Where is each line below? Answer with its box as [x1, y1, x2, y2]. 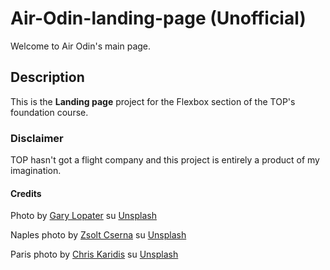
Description [10, 69, 85, 86]
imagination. [10, 165, 62, 177]
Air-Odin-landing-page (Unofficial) [10, 7, 307, 30]
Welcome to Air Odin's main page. [10, 40, 152, 52]
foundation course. [10, 106, 89, 118]
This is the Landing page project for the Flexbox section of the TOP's [10, 95, 296, 107]
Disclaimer [10, 131, 64, 145]
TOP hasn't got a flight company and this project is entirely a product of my [10, 154, 320, 166]
